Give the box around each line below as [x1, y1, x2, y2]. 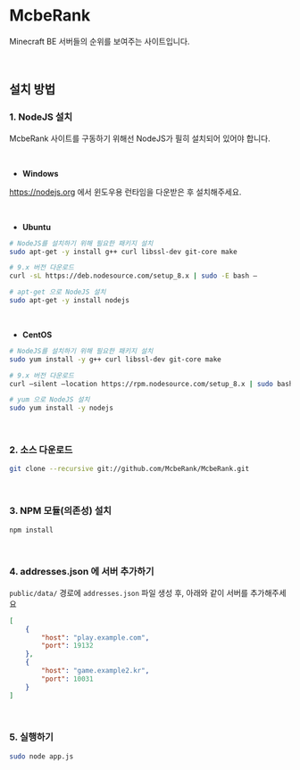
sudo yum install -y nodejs [9, 403, 114, 413]
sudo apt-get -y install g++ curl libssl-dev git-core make [9, 247, 238, 256]
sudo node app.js [9, 751, 74, 761]
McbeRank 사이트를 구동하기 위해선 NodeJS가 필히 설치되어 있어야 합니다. [9, 133, 271, 144]
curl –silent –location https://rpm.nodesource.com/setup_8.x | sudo [9, 379, 274, 388]
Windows [21, 168, 59, 178]
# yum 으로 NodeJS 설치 [9, 395, 90, 404]
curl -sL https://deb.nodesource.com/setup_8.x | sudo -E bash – [9, 271, 257, 281]
